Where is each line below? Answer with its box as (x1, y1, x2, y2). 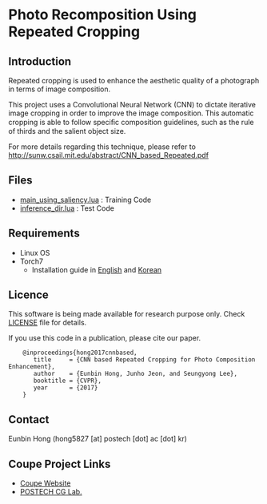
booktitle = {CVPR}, (33, 377, 102, 385)
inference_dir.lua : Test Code (19, 203, 114, 213)
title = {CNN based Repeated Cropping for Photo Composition (33, 356, 256, 364)
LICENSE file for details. (8, 318, 87, 328)
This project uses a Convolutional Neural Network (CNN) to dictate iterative (8, 100, 257, 109)
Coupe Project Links (8, 457, 111, 470)
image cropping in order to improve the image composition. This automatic (8, 108, 254, 118)
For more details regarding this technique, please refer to (8, 142, 196, 151)
